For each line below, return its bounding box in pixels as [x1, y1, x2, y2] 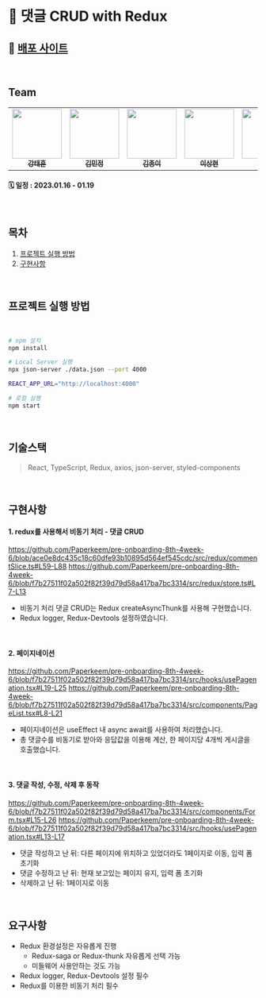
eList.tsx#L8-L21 [8, 708, 63, 719]
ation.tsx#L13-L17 [8, 831, 65, 842]
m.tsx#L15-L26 [8, 815, 57, 824]
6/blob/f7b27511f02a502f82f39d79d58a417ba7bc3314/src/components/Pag [8, 700, 258, 710]
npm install [8, 344, 47, 352]
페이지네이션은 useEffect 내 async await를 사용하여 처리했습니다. [19, 725, 223, 734]
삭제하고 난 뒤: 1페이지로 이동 [19, 878, 109, 888]
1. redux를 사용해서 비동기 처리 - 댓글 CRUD [8, 526, 144, 536]
